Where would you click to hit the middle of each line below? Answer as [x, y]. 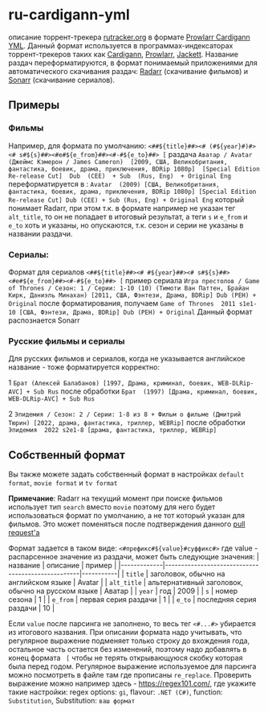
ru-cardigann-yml [69, 15]
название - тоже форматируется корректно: [84, 367]
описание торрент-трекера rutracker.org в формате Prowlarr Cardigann [129, 37]
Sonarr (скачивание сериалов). [61, 80]
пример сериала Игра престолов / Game [193, 280]
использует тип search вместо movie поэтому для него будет [112, 507]
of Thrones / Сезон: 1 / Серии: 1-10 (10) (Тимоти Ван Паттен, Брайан [129, 288]
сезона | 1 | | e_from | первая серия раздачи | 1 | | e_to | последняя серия [132, 600]
